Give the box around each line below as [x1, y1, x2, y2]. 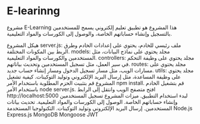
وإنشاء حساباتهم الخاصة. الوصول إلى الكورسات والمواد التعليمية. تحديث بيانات [7, 98, 178, 105]
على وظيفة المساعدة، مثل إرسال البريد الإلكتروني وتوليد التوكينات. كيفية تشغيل [7, 73, 181, 80]
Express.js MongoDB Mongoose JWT [7, 111, 99, 118]
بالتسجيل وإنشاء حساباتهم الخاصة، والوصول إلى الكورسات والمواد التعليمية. [7, 30, 172, 37]
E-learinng [7, 4, 60, 18]
